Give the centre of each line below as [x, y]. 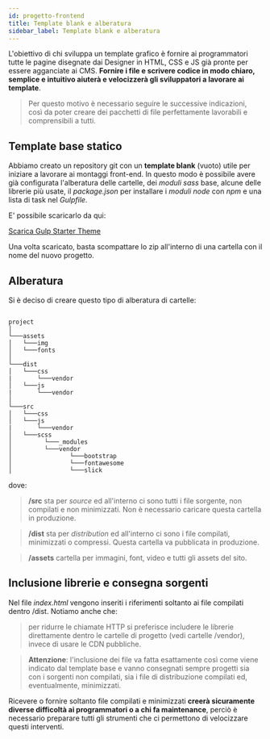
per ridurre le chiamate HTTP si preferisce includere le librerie [131, 627]
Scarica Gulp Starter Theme [55, 232]
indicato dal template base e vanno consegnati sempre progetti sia [139, 668]
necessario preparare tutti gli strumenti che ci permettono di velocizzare [128, 718]
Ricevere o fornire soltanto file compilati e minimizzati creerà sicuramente [132, 701]
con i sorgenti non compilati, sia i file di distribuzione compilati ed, [138, 676]
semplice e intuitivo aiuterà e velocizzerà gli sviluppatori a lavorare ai [126, 79]
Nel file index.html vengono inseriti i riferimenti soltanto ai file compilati [126, 603]
